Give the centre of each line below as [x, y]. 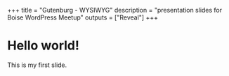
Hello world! [43, 46]
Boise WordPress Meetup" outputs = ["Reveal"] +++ [83, 17]
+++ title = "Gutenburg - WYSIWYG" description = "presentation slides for [115, 10]
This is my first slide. [37, 65]
